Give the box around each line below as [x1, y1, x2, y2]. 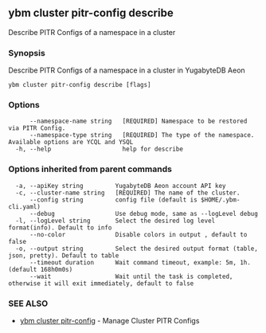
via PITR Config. [8, 124, 66, 132]
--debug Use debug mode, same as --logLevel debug [29, 210, 259, 217]
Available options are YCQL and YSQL [8, 139, 134, 147]
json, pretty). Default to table [8, 251, 119, 260]
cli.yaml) [8, 202, 41, 210]
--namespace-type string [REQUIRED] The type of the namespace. [29, 131, 255, 139]
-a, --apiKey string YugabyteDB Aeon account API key [15, 182, 226, 190]
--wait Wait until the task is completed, [29, 272, 233, 280]
